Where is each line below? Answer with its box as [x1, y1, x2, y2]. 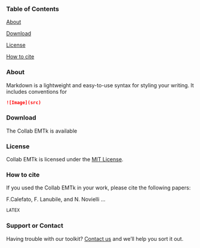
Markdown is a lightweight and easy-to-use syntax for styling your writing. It [6, 81, 194, 88]
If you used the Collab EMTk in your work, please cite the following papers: [6, 184, 191, 191]
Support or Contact [6, 222, 64, 230]
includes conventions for [6, 88, 67, 95]
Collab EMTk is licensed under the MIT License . [6, 156, 124, 163]
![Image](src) [6, 99, 42, 106]
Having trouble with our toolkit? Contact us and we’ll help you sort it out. [6, 235, 184, 242]
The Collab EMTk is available [6, 127, 78, 134]
